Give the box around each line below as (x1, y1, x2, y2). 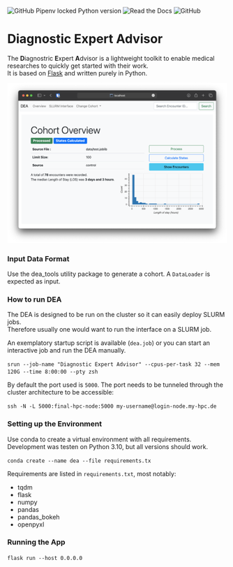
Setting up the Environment (7, 419, 103, 429)
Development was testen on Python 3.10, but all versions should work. (7, 442, 208, 450)
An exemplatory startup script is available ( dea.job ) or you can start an (7, 339, 211, 347)
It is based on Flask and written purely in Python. (7, 68, 148, 77)
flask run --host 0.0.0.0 (7, 554, 82, 561)
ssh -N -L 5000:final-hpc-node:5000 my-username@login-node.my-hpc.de (7, 403, 217, 410)
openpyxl (17, 520, 45, 529)
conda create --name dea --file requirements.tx (7, 457, 151, 464)
